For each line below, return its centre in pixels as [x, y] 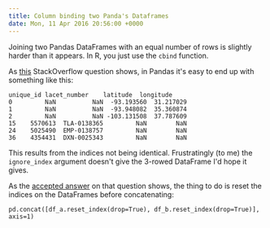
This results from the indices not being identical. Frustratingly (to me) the [131, 152]
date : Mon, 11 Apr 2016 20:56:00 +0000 [76, 24]
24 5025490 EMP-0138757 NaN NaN [98, 130]
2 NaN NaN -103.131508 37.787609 [98, 116]
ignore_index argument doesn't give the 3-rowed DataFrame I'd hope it [128, 161]
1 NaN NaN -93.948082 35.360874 [98, 109]
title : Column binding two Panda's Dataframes [89, 16]
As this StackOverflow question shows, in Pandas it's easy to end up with [131, 71]
